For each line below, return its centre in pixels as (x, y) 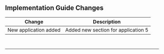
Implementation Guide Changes (54, 8)
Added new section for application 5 (107, 30)
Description (107, 21)
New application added (34, 30)
